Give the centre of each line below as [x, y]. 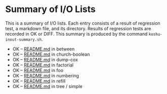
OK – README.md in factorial [43, 65]
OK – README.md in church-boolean [51, 54]
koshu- [156, 34]
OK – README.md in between [44, 49]
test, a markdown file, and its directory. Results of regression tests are [78, 28]
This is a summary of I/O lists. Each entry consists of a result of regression [83, 23]
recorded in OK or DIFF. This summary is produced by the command [76, 34]
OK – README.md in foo [38, 70]
